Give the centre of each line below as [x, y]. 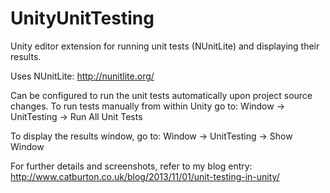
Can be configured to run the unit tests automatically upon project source [161, 95]
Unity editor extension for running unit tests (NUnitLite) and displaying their [165, 46]
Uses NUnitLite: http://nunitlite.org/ [82, 76]
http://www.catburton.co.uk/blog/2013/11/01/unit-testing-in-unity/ [145, 176]
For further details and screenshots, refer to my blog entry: [131, 166]
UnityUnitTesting [82, 18]
